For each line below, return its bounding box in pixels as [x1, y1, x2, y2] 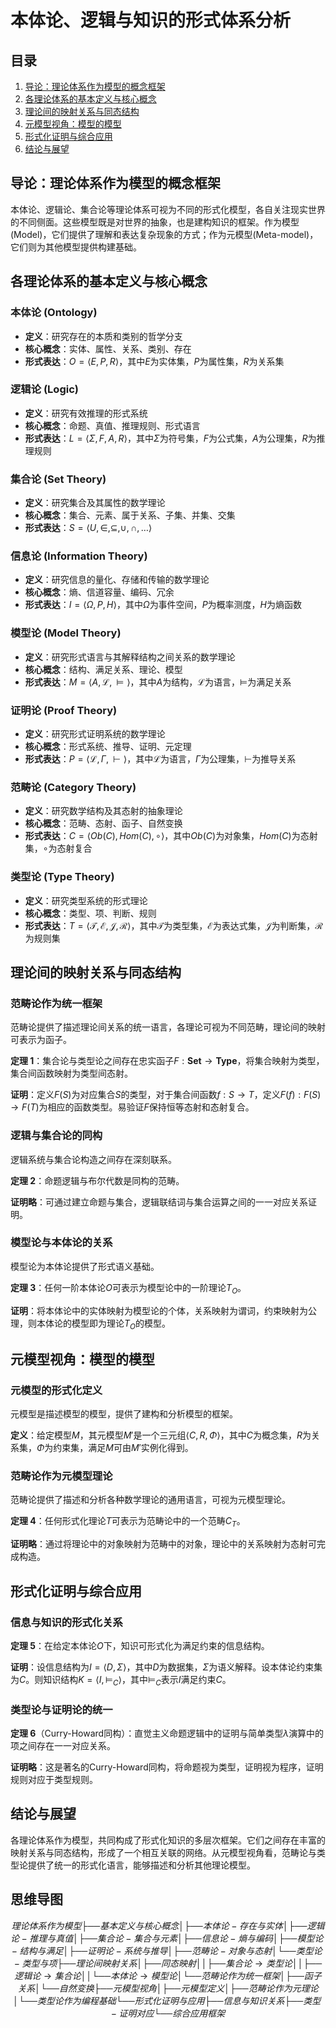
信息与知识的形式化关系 [10, 1615, 123, 1629]
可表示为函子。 [10, 1034, 72, 1046]
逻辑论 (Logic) [10, 382, 79, 396]
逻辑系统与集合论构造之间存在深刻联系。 [10, 1153, 177, 1165]
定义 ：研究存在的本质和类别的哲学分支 [24, 330, 183, 342]
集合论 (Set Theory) [10, 472, 107, 486]
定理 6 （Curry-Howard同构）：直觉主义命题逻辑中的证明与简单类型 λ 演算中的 [10, 1727, 325, 1740]
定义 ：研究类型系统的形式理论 [24, 894, 148, 906]
